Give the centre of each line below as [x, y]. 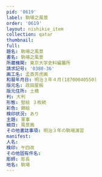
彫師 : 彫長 [18, 159]
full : [13, 46]
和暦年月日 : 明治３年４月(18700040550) [52, 80]
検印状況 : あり [23, 114]
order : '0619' [24, 23]
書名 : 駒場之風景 [25, 57]
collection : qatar [29, 35]
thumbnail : [20, 40]
